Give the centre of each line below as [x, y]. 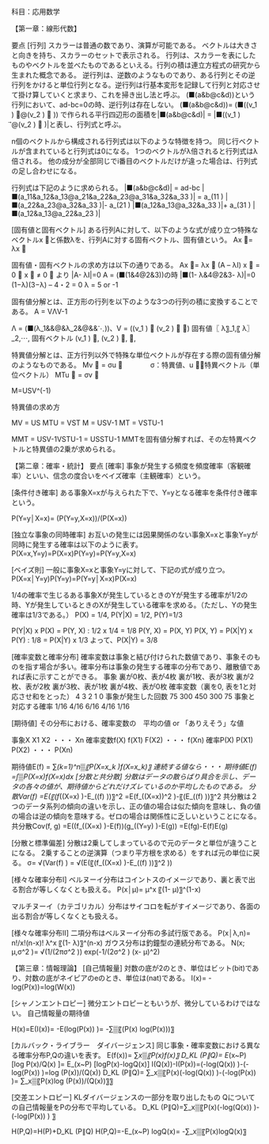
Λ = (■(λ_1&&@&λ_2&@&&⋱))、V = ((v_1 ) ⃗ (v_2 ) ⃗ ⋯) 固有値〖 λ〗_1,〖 [126, 328]
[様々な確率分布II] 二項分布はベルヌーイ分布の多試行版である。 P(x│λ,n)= [131, 933]
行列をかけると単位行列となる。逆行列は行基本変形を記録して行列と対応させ [136, 85]
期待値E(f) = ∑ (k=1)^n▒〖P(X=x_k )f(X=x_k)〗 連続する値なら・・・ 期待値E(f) [134, 767]
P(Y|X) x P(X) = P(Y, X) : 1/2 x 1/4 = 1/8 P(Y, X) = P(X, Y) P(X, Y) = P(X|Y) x [132, 631]
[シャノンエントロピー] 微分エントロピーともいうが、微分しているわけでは [133, 1003]
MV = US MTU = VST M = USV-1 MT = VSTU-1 [87, 423]
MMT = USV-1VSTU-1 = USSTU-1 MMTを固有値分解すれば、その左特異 [127, 439]
